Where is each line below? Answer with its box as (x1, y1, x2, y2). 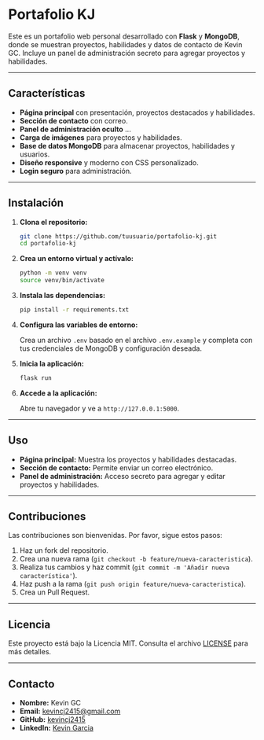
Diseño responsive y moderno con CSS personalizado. (19, 157, 199, 167)
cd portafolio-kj (19, 240, 77, 248)
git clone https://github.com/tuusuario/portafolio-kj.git (19, 232, 218, 241)
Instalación (8, 197, 64, 210)
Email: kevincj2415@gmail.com (19, 706, 121, 716)
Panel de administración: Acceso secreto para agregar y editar (19, 471, 225, 480)
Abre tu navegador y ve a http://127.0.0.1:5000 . (19, 403, 179, 413)
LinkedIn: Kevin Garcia (19, 723, 94, 733)
